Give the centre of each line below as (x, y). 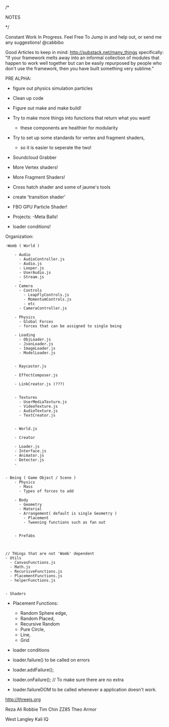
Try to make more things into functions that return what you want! (81, 118)
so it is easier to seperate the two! (56, 148)
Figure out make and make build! (47, 108)
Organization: (20, 236)
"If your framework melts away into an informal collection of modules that (82, 58)
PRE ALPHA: (18, 78)
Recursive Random (40, 624)
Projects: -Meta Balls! (35, 217)
